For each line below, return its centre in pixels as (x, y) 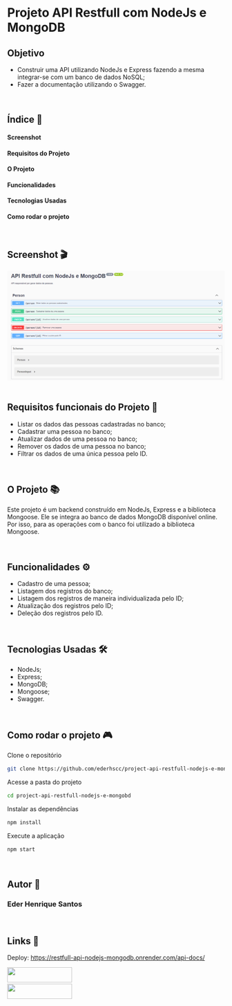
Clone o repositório (35, 755)
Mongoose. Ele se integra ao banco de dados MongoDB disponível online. (112, 517)
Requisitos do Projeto (39, 153)
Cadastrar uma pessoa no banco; (65, 431)
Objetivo (26, 53)
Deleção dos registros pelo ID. (60, 613)
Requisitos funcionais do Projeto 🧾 (83, 407)
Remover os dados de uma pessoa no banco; (81, 446)
